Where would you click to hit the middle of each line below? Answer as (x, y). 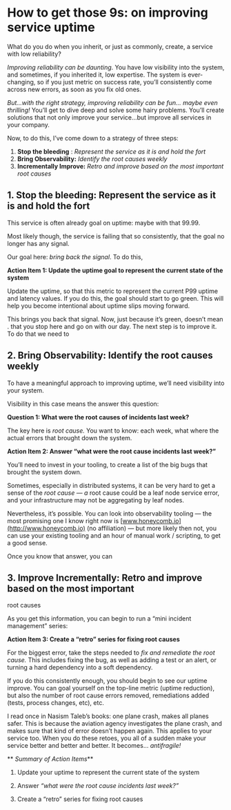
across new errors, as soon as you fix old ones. (74, 89)
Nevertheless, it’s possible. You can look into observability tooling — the (110, 514)
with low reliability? (34, 54)
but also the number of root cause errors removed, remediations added (108, 695)
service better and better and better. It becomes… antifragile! (94, 746)
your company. (29, 124)
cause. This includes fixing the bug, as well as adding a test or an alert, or (112, 660)
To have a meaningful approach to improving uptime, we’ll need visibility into (116, 383)
